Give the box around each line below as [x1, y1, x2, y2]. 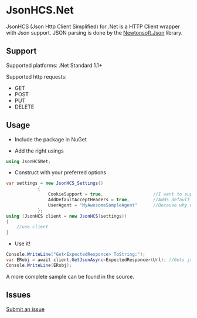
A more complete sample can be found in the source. [6, 273, 135, 280]
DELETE [14, 103, 35, 110]
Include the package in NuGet [14, 136, 87, 143]
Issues [6, 290, 31, 300]
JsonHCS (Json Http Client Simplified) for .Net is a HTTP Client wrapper [6, 23, 180, 30]
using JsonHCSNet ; [6, 158, 51, 164]
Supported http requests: [6, 73, 67, 80]
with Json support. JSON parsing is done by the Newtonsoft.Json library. [6, 29, 183, 36]
